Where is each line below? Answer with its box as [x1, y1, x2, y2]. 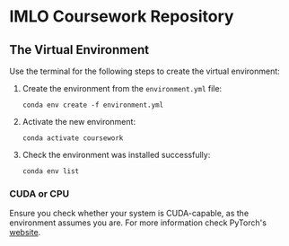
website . [9, 227, 41, 238]
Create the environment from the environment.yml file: [22, 83, 223, 93]
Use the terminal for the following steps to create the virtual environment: [9, 66, 280, 76]
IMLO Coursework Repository [9, 6, 234, 27]
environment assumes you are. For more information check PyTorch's [9, 217, 267, 228]
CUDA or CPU [9, 187, 70, 199]
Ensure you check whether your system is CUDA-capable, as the [9, 208, 250, 219]
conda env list [22, 167, 80, 176]
